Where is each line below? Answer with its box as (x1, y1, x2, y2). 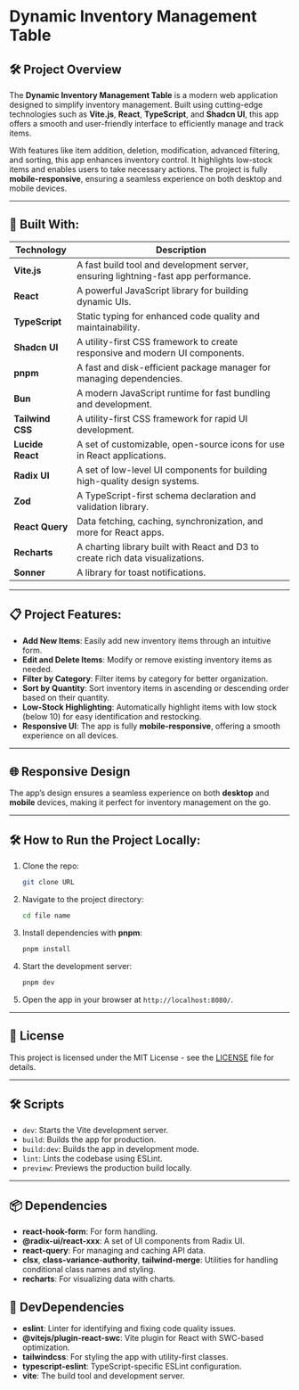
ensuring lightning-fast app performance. (77, 269, 252, 282)
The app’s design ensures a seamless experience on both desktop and (9, 787, 270, 799)
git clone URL (21, 878, 75, 887)
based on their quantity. (21, 692, 109, 703)
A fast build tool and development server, (77, 259, 249, 271)
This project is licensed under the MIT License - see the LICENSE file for (9, 1052, 274, 1063)
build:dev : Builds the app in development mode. (21, 1144, 200, 1155)
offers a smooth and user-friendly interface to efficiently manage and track (9, 119, 284, 128)
